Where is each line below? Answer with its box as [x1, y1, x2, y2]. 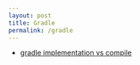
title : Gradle [8, 19, 56, 27]
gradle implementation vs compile [19, 48, 132, 58]
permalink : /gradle [8, 26, 74, 34]
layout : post [8, 11, 52, 20]
